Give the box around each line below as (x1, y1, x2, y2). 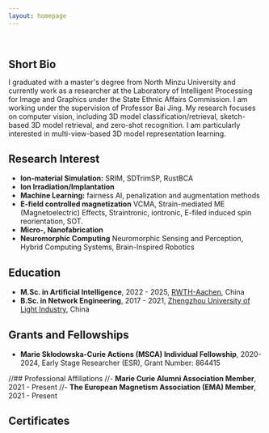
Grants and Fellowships (8, 328, 129, 342)
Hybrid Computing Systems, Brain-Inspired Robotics (19, 242, 195, 252)
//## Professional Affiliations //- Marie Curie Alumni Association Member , (8, 374, 257, 384)
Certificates (8, 414, 70, 428)
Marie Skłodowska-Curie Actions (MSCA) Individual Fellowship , (19, 350, 239, 359)
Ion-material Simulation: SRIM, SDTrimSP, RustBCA (19, 173, 194, 183)
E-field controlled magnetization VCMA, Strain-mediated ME (19, 199, 225, 209)
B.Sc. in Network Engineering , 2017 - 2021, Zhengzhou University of (19, 296, 250, 306)
